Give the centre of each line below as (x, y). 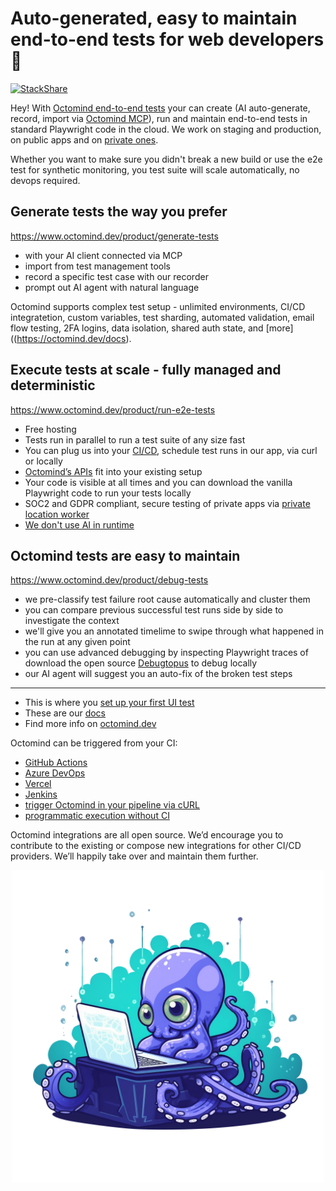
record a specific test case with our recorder (116, 276)
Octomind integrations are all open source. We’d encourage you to (147, 835)
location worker (57, 514)
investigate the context (72, 621)
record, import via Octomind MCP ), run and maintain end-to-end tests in (159, 118)
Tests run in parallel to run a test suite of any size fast (135, 439)
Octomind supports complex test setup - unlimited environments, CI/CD (158, 306)
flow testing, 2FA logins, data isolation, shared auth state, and (137, 328)
